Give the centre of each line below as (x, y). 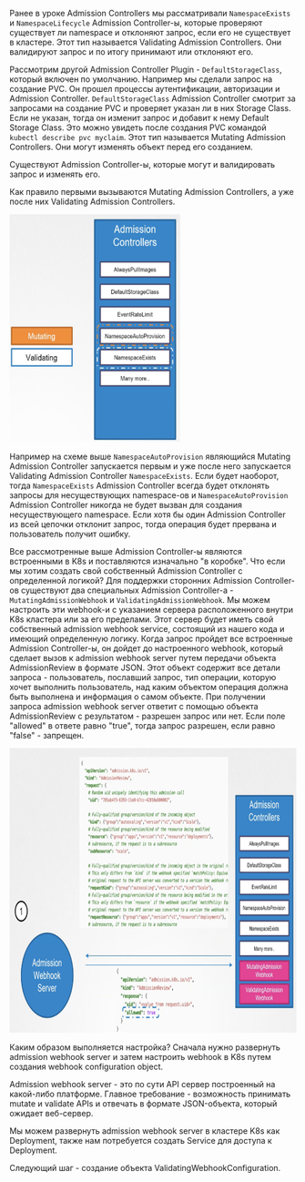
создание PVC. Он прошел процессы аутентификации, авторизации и (145, 89)
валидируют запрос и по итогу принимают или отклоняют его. (132, 52)
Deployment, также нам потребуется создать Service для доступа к (141, 1141)
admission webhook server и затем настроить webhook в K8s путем (140, 1057)
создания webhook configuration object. (86, 1066)
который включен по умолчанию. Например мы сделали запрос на (141, 79)
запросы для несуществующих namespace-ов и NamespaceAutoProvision (149, 495)
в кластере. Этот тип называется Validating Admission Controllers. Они (146, 42)
